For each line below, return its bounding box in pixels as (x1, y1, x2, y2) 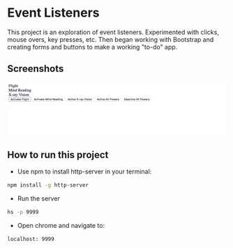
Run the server (17, 194, 61, 203)
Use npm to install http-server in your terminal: (17, 167, 152, 176)
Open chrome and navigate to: (17, 221, 105, 229)
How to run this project (7, 148, 109, 161)
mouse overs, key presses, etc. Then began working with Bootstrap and (7, 35, 214, 43)
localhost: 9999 (7, 235, 54, 242)
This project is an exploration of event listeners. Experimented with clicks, (7, 28, 220, 36)
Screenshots (7, 63, 64, 75)
